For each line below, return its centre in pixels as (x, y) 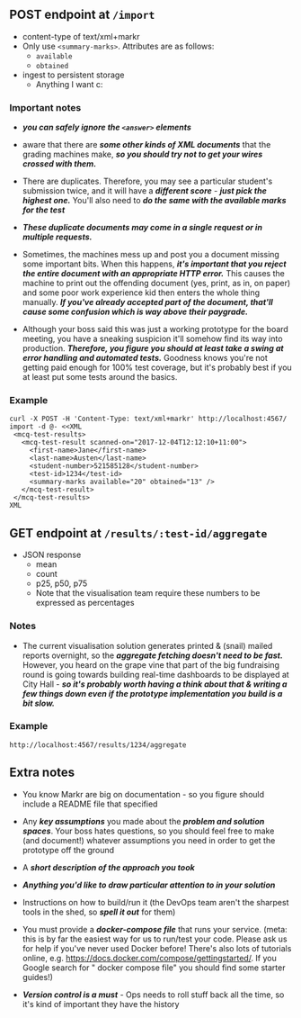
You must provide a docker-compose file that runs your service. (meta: (155, 929)
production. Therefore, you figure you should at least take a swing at (153, 348)
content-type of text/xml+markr (81, 36)
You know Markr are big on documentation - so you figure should (143, 794)
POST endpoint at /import (82, 15)
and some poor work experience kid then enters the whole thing (141, 293)
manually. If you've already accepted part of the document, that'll (148, 302)
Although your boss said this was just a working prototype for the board (155, 329)
